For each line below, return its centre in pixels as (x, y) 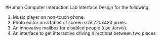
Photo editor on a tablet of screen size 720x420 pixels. (70, 23)
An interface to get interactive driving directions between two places (84, 33)
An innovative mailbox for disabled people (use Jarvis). (70, 28)
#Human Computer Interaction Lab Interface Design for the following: (78, 7)
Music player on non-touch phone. (49, 17)
